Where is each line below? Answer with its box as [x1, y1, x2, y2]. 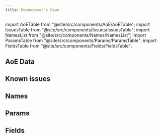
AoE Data [5, 58, 35, 66]
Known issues [5, 74, 51, 83]
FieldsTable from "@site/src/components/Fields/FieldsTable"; [5, 42, 132, 49]
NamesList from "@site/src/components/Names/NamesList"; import [5, 32, 146, 38]
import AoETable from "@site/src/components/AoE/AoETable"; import [5, 21, 150, 27]
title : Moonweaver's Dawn [5, 7, 59, 13]
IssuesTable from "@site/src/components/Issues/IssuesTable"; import [5, 26, 150, 33]
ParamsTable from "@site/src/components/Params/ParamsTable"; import [5, 37, 157, 43]
